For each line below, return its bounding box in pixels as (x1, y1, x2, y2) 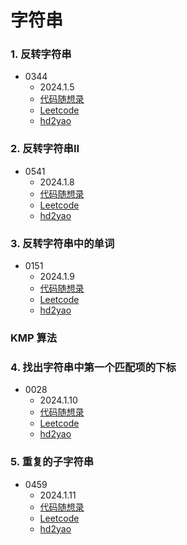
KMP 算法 (10, 331, 58, 345)
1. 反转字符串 (10, 47, 72, 61)
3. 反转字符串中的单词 (10, 236, 115, 250)
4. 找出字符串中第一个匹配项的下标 (10, 360, 177, 374)
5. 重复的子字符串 (10, 455, 95, 469)
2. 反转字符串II (10, 142, 80, 156)
